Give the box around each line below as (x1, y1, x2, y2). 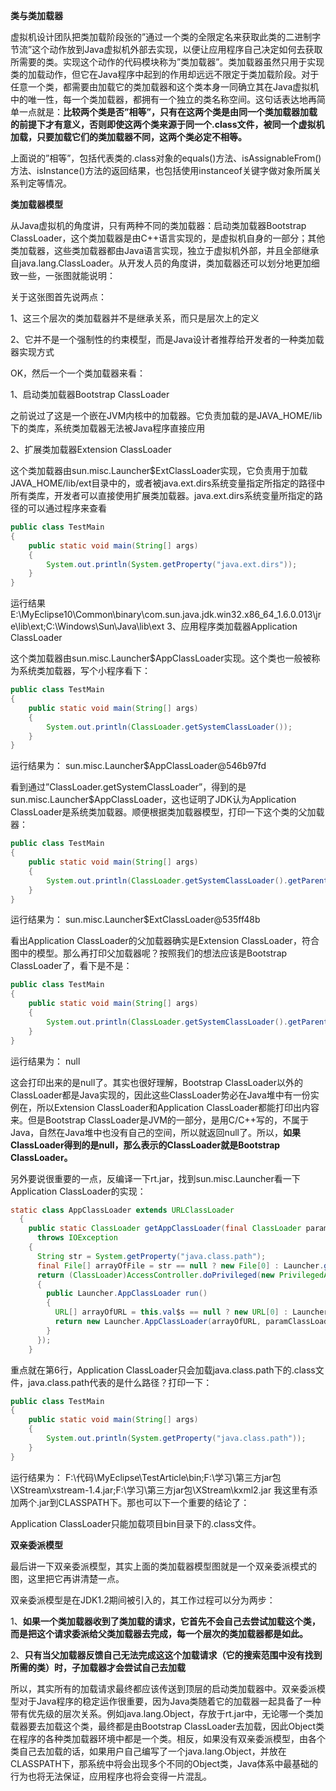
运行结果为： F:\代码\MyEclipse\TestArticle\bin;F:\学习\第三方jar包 (10, 1471, 282, 1483)
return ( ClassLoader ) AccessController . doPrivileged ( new (36, 1270, 275, 1280)
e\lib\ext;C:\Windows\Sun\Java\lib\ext (10, 620, 165, 633)
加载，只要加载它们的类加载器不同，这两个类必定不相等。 (10, 131, 247, 143)
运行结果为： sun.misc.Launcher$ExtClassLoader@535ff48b (10, 914, 261, 926)
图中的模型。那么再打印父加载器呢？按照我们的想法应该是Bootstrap (10, 947, 288, 959)
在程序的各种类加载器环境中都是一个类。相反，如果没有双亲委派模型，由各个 (10, 1732, 326, 1744)
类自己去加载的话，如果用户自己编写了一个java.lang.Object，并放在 (10, 1745, 287, 1757)
